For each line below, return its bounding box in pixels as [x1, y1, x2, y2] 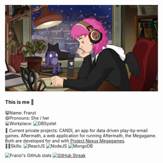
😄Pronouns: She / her [5, 115, 49, 121]
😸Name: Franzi [5, 109, 36, 116]
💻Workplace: [5, 120, 33, 126]
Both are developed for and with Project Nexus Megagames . [5, 138, 126, 144]
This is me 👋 [5, 99, 34, 106]
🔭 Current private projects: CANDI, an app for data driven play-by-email [5, 127, 148, 133]
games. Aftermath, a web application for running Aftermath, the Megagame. [5, 132, 157, 138]
